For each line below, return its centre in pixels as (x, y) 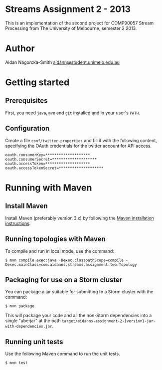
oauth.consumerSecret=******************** (51, 159)
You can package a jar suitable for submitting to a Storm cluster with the (79, 292)
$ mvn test (16, 363)
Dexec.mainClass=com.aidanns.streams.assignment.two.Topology (71, 265)
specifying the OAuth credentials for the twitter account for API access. (79, 146)
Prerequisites (26, 101)
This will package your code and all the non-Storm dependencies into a (79, 316)
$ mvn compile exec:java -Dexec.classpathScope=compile (64, 260)
